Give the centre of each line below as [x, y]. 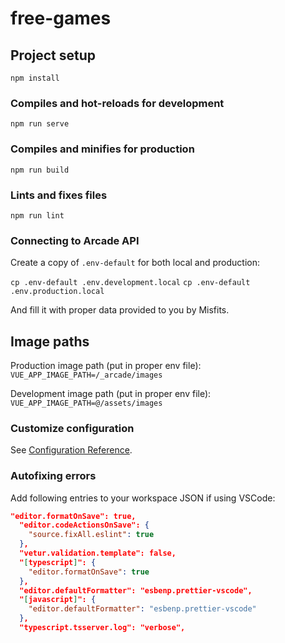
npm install [35, 78]
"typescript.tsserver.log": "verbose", [102, 628]
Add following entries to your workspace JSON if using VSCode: [143, 498]
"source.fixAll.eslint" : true [91, 535]
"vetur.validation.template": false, [98, 553]
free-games [61, 18]
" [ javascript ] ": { [58, 600]
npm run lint [37, 215]
